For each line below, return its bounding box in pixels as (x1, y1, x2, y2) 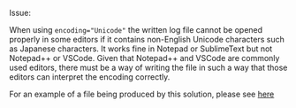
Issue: (9, 8, 32, 18)
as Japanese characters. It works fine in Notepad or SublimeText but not (9, 43, 273, 54)
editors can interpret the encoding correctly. (9, 72, 171, 82)
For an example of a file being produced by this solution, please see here (9, 89, 275, 99)
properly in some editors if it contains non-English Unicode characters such (9, 35, 285, 44)
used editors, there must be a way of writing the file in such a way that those (9, 62, 288, 73)
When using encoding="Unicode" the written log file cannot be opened (9, 25, 263, 35)
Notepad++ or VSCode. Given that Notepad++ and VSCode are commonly (9, 53, 280, 63)
